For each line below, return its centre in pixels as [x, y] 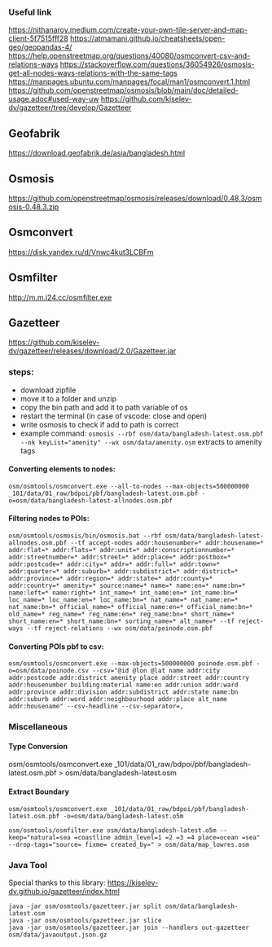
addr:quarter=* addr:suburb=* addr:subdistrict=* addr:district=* [123, 572]
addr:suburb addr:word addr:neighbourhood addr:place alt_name [118, 699]
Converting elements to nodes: [62, 469]
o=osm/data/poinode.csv [49, 671]
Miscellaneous [38, 727]
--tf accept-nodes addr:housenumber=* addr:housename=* [167, 543]
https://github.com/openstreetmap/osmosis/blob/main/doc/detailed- [123, 90]
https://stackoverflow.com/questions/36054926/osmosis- [157, 64]
